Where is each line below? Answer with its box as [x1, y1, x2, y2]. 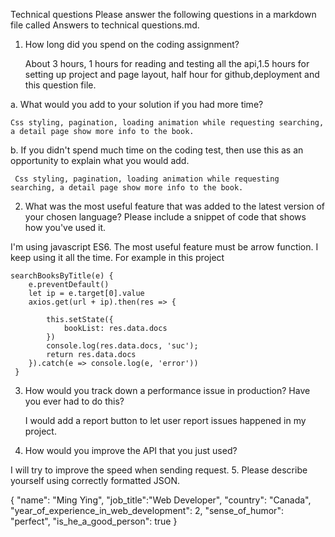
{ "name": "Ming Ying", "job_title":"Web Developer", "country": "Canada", [10, 494, 312, 506]
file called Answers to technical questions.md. [10, 19, 200, 31]
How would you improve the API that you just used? [24, 445, 238, 456]
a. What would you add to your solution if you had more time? [10, 99, 264, 110]
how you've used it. [24, 222, 107, 233]
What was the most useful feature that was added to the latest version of [24, 200, 326, 212]
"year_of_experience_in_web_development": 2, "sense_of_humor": [10, 505, 284, 516]
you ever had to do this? [24, 395, 125, 407]
